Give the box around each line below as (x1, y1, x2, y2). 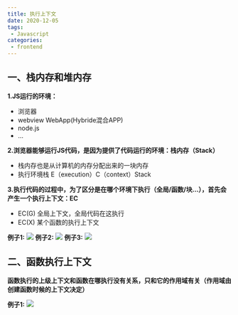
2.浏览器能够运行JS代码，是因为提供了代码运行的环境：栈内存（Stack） (7, 146, 219, 154)
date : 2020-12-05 (7, 17, 59, 24)
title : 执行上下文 (7, 10, 57, 18)
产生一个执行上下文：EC (7, 193, 78, 203)
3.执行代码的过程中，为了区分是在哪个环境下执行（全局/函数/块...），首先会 (7, 185, 227, 193)
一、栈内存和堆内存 (7, 72, 92, 84)
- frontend (10, 43, 43, 50)
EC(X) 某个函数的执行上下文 (17, 218, 99, 226)
